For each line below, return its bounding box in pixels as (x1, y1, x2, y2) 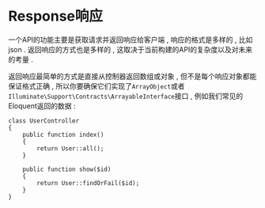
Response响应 (8, 7, 104, 25)
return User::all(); (36, 144, 104, 153)
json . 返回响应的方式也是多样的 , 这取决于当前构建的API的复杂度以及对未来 (8, 44, 253, 54)
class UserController (8, 116, 80, 125)
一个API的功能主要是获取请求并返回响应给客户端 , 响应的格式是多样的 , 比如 (8, 35, 253, 44)
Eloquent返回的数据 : (8, 100, 77, 111)
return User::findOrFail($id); (36, 179, 140, 187)
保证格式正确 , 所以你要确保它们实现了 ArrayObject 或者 (8, 81, 185, 91)
